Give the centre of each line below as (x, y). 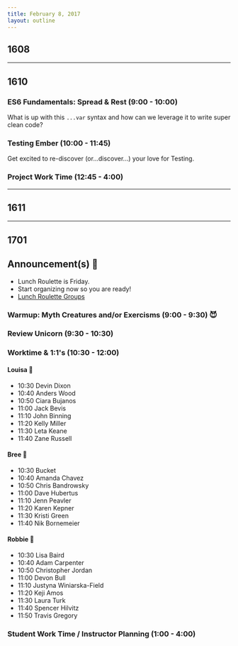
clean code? (25, 125)
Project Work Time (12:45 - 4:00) (66, 177)
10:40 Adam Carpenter (51, 562)
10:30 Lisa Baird (41, 555)
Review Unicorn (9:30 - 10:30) (61, 334)
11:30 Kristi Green (43, 515)
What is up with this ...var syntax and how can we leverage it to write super (119, 117)
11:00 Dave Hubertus (48, 493)
